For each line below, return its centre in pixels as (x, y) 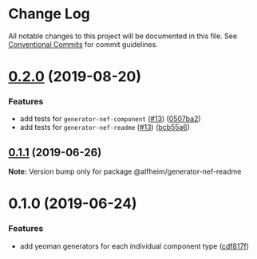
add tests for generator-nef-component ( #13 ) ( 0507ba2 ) (110, 119)
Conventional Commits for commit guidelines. (83, 44)
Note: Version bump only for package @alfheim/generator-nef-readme (125, 171)
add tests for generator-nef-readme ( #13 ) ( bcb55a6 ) (105, 128)
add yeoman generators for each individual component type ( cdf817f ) (134, 246)
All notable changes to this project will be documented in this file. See (123, 36)
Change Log (49, 14)
